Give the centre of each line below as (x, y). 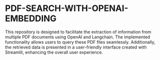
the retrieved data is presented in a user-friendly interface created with (76, 47)
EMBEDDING (31, 18)
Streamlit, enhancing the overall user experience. (54, 52)
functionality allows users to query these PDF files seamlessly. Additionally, (80, 42)
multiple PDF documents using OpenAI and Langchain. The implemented (78, 37)
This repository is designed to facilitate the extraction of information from (78, 32)
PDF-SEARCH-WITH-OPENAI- (67, 8)
